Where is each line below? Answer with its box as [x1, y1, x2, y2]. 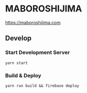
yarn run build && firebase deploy [5, 83, 79, 88]
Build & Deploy [5, 72, 41, 79]
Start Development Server [5, 49, 70, 56]
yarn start [5, 60, 28, 65]
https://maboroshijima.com [5, 19, 61, 25]
